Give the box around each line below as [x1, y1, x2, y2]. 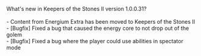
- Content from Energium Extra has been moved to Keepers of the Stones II [6, 18, 196, 25]
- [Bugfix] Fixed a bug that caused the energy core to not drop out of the [6, 24, 189, 32]
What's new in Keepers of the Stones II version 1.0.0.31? [6, 5, 147, 12]
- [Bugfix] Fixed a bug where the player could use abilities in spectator [6, 38, 183, 44]
